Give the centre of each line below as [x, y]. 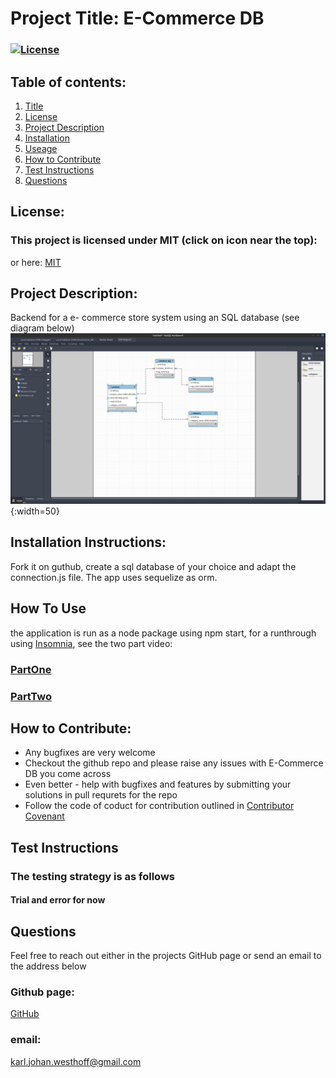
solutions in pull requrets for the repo [101, 795]
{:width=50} [35, 511]
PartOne [31, 669]
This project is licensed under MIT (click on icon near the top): [164, 240]
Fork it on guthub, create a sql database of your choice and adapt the [153, 566]
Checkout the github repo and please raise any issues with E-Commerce [174, 763]
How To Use [48, 608]
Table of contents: [68, 82]
